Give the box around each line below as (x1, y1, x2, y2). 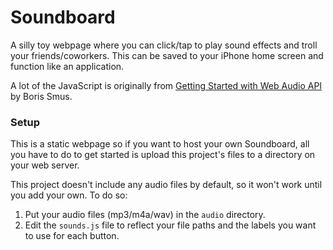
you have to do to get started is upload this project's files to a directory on (10, 149, 316, 161)
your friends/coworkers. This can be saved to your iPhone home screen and (10, 49, 324, 61)
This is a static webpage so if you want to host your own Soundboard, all (10, 138, 310, 150)
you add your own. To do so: (10, 189, 128, 201)
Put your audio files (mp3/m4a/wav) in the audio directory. (24, 209, 266, 221)
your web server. (10, 159, 80, 171)
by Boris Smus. (10, 90, 73, 102)
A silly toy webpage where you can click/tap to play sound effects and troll (10, 39, 318, 51)
